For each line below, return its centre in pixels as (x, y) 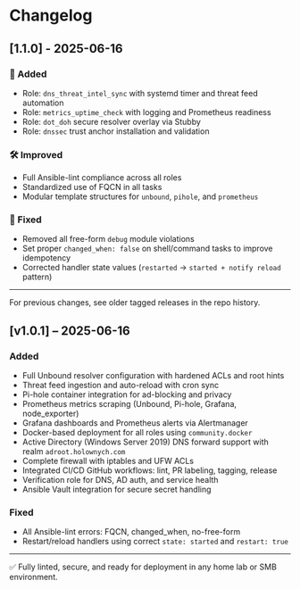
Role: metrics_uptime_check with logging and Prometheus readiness (146, 112)
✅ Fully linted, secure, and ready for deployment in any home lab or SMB (143, 567)
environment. (33, 577)
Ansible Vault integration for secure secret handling (117, 489)
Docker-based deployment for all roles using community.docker (137, 433)
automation (43, 103)
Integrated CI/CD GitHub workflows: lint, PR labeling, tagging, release (150, 470)
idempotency (46, 258)
